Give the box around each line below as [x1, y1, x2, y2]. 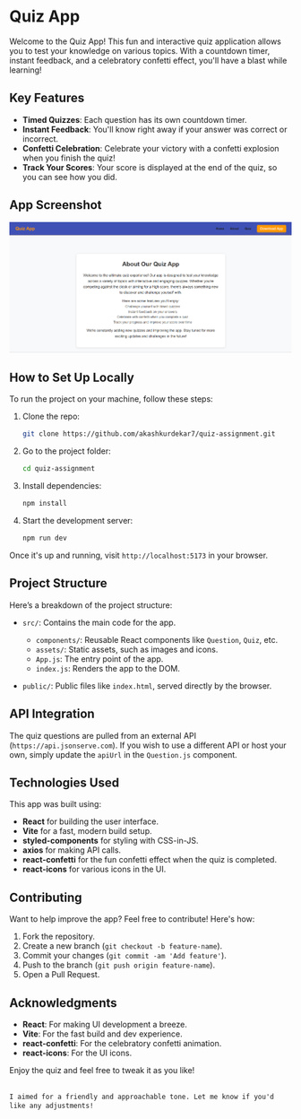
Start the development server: [21, 516, 133, 526]
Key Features [9, 91, 85, 106]
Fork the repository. [21, 931, 96, 942]
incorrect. [21, 133, 59, 144]
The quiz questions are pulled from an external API [9, 730, 197, 741]
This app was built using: [9, 799, 101, 810]
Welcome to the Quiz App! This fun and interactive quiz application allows [9, 36, 282, 47]
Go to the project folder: [21, 446, 111, 456]
